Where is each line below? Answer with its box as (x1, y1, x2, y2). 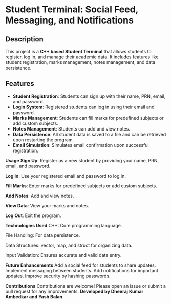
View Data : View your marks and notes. (5, 202, 89, 208)
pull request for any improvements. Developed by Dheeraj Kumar (5, 288, 144, 294)
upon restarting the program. (12, 137, 74, 143)
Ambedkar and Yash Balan (5, 293, 63, 300)
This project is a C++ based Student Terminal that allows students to (5, 49, 152, 54)
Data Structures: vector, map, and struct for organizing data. (5, 242, 133, 248)
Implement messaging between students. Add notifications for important (5, 267, 159, 273)
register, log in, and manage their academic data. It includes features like (5, 54, 159, 60)
